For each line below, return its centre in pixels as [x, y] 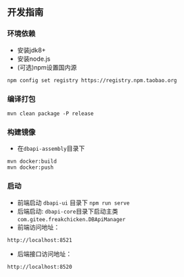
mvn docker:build [32, 162]
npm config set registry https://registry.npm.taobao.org [92, 80]
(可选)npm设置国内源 [47, 67]
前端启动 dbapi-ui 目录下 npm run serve [73, 203]
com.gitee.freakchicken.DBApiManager [71, 219]
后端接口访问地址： [44, 254]
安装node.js [34, 59]
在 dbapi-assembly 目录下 [51, 148]
